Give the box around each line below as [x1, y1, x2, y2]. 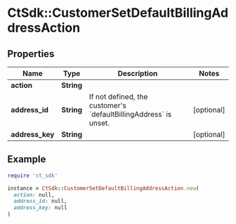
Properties [7, 48, 55, 60]
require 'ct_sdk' [7, 172, 58, 179]
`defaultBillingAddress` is [88, 110, 172, 119]
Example [7, 153, 46, 166]
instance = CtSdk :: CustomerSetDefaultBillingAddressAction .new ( [7, 185, 199, 192]
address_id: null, [13, 198, 68, 205]
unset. [88, 118, 110, 128]
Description [117, 69, 158, 78]
